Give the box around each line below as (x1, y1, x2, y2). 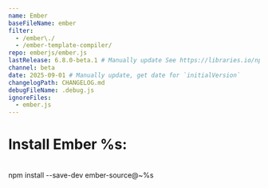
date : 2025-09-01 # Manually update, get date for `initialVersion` (8, 71, 241, 79)
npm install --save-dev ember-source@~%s (8, 170, 154, 180)
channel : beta (8, 64, 56, 72)
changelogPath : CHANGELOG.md (8, 78, 105, 86)
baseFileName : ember (8, 19, 77, 27)
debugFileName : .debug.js (8, 86, 94, 94)
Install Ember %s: (8, 135, 128, 154)
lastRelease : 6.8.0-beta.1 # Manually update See (8, 57, 177, 65)
